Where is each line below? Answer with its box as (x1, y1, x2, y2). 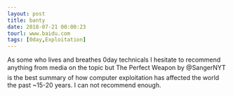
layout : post (7, 10, 46, 18)
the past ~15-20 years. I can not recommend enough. (7, 81, 161, 90)
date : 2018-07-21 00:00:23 (7, 23, 86, 30)
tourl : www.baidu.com (7, 29, 71, 37)
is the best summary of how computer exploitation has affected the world (7, 74, 220, 82)
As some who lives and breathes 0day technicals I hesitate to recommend (7, 55, 221, 64)
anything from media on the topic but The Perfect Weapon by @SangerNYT (7, 64, 226, 72)
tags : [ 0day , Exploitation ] (7, 36, 86, 43)
